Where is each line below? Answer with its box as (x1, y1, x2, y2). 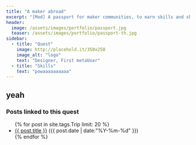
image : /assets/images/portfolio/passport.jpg (11, 25, 127, 31)
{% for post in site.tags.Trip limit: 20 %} (14, 120, 110, 127)
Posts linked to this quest (6, 108, 79, 116)
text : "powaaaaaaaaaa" (16, 68, 72, 74)
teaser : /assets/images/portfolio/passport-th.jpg (11, 30, 137, 36)
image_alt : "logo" (16, 52, 61, 58)
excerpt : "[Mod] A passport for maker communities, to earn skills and (6, 14, 184, 20)
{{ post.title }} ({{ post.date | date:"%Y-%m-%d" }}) (14, 127, 139, 134)
